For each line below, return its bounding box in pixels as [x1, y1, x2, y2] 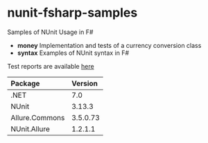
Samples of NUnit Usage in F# [7, 28, 94, 36]
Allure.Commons [10, 112, 65, 122]
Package [10, 78, 40, 88]
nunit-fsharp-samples [7, 5, 138, 21]
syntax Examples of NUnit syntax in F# [17, 49, 130, 57]
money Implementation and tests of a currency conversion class [17, 41, 202, 49]
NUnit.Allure [10, 124, 51, 133]
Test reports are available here [7, 62, 95, 70]
